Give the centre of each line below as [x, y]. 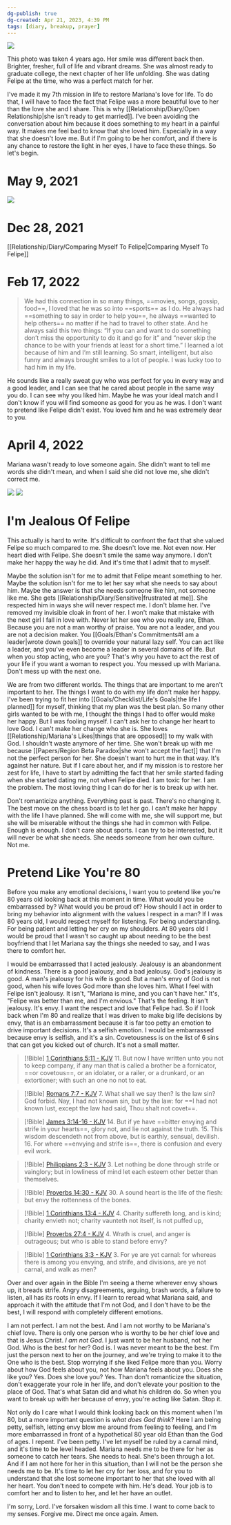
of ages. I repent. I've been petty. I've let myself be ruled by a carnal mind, [113, 1442]
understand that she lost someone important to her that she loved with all [111, 1478]
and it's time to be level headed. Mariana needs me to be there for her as [110, 1449]
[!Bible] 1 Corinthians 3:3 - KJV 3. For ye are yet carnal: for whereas [120, 1254]
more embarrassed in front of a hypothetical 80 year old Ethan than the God [115, 1434]
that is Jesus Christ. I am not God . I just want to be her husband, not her [110, 1340]
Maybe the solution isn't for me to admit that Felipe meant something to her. [115, 576]
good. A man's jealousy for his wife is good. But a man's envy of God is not [114, 979]
